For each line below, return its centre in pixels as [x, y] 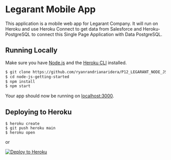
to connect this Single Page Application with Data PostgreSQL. [97, 34]
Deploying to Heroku [39, 112]
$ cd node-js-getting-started [37, 77]
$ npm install [20, 82]
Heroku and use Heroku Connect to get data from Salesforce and [74, 29]
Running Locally [31, 50]
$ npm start [18, 86]
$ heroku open [20, 133]
